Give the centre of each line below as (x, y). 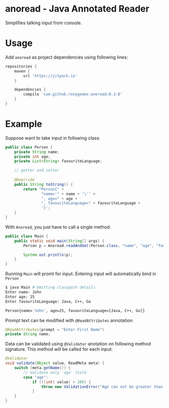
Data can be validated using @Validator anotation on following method (78, 344)
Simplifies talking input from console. (44, 23)
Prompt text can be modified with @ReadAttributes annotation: (70, 320)
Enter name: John (23, 292)
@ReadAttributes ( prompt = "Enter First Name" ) (55, 329)
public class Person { (29, 147)
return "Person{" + (44, 189)
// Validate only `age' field (55, 372)
